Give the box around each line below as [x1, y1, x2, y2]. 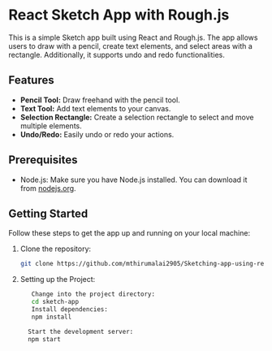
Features [8, 73, 54, 87]
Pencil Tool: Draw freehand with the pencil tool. [19, 95, 180, 105]
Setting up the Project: [19, 275, 96, 284]
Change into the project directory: [31, 290, 156, 298]
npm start [28, 335, 61, 343]
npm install [31, 313, 72, 321]
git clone [19, 260, 54, 268]
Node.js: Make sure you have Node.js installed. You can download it [19, 175, 248, 184]
